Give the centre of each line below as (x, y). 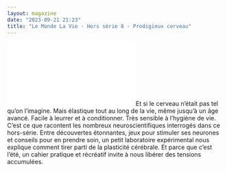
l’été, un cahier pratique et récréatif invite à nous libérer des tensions (104, 155)
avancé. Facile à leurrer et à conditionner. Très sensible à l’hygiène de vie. (112, 118)
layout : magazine (32, 13)
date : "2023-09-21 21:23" (44, 20)
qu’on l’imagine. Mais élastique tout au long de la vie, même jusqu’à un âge (113, 111)
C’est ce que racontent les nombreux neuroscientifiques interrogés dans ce (114, 126)
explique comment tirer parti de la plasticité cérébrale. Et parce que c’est (110, 147)
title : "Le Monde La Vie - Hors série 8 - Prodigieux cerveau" (99, 26)
